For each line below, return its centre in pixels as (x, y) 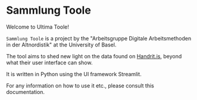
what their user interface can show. (49, 62)
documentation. (26, 92)
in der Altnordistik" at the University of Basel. (61, 45)
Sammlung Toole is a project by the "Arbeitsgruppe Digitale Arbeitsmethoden (99, 38)
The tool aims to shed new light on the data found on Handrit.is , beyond (94, 56)
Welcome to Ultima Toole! (38, 27)
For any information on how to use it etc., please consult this (80, 85)
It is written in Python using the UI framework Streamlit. (74, 74)
